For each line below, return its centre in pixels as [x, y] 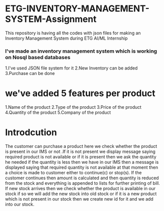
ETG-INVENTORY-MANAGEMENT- [77, 9]
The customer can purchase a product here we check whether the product [81, 146]
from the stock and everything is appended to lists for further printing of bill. [82, 183]
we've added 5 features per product [80, 94]
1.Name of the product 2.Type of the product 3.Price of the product [73, 107]
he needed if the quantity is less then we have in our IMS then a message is [82, 162]
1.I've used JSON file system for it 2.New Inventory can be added [71, 68]
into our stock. [20, 205]
